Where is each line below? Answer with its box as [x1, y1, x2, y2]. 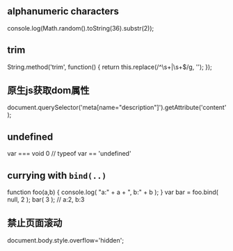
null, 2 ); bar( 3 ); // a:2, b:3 [7, 195, 85, 204]
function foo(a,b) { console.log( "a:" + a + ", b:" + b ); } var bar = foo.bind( [7, 188, 219, 197]
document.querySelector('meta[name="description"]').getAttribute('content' [7, 104, 227, 112]
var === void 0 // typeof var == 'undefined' [7, 149, 131, 158]
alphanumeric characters [7, 6, 120, 17]
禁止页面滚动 [7, 217, 63, 229]
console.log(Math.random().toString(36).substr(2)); [7, 24, 154, 32]
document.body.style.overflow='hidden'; [7, 236, 124, 244]
